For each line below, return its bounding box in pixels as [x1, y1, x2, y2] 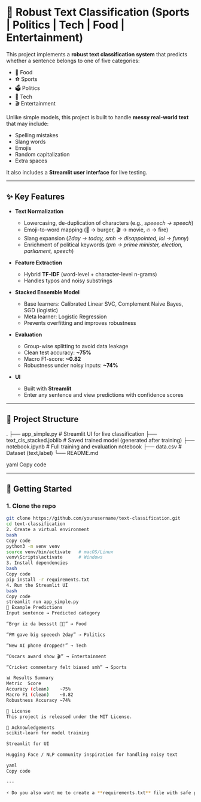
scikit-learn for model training [6, 730, 90, 736]
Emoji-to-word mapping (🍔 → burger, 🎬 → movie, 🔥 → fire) [23, 226, 169, 233]
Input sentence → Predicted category [6, 610, 100, 616]
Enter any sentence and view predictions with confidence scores [23, 391, 184, 398]
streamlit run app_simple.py [6, 599, 79, 605]
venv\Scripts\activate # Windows [6, 554, 103, 560]
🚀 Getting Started [6, 484, 72, 494]
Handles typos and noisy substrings [23, 277, 112, 284]
